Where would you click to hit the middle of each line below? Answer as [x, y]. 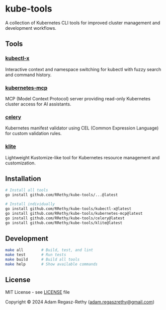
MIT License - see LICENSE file [37, 292]
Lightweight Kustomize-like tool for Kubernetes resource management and [82, 157]
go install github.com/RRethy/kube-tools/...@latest [62, 195]
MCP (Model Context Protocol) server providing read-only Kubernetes [78, 98]
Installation [23, 179]
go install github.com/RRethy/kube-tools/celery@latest [65, 218]
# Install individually [30, 204]
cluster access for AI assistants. [38, 104]
